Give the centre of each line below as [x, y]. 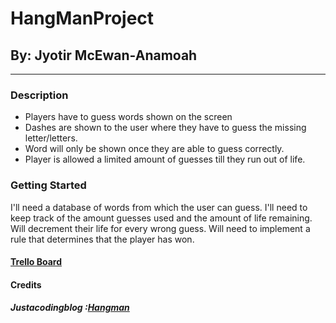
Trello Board [36, 262]
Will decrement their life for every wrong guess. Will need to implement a [160, 228]
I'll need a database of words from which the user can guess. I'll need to [159, 207]
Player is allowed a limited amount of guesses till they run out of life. [165, 159]
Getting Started [48, 185]
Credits [26, 284]
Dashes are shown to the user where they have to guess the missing [165, 128]
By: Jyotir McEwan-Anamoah [104, 55]
